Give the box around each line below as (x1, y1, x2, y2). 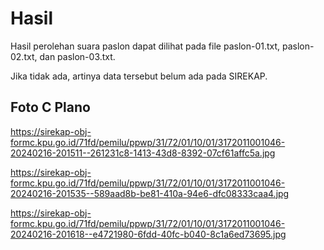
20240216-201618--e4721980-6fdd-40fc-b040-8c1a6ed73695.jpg (10, 228, 287, 240)
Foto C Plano (10, 99, 91, 116)
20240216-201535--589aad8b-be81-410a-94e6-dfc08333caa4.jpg (10, 187, 290, 199)
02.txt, (10, 50, 38, 62)
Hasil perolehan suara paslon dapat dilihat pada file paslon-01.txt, (10, 40, 281, 52)
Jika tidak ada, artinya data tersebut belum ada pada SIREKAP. (10, 70, 268, 82)
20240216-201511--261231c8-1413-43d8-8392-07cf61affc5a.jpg (10, 147, 276, 159)
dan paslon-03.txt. (39, 50, 116, 62)
